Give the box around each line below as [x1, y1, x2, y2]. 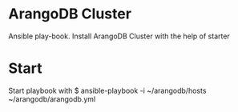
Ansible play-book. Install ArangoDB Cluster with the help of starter [8, 31, 230, 41]
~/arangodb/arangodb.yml [8, 94, 96, 104]
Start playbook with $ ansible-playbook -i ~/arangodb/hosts [8, 86, 207, 95]
